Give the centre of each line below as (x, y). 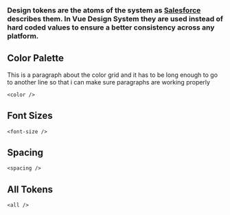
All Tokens (30, 189)
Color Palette (35, 58)
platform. (23, 36)
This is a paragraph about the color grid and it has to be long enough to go (113, 75)
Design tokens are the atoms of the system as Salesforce (104, 10)
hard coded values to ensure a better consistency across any (111, 27)
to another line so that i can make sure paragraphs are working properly (109, 82)
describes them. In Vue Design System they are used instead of (115, 19)
